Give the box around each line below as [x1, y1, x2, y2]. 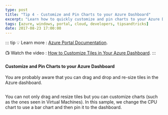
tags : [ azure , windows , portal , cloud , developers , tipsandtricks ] [5, 21, 149, 26]
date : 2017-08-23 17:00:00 [5, 26, 61, 31]
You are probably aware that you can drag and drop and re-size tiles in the [5, 74, 158, 80]
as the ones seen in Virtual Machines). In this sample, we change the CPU [5, 99, 157, 105]
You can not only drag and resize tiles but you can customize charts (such [5, 93, 158, 100]
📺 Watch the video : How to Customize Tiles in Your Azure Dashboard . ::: [5, 50, 156, 56]
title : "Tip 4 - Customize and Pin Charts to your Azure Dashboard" [5, 12, 151, 17]
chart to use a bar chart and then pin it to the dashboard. [5, 104, 122, 110]
